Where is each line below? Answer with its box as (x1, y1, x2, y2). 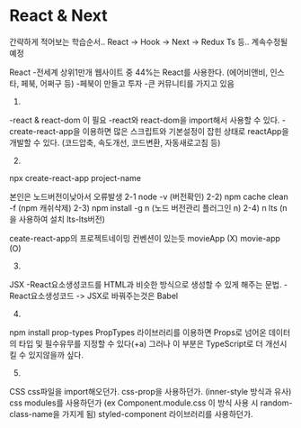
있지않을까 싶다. (28, 349, 84, 360)
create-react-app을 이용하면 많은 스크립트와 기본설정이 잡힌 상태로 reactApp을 (9, 125, 289, 136)
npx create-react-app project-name (9, 172, 142, 183)
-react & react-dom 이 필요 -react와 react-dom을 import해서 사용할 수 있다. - (9, 114, 286, 125)
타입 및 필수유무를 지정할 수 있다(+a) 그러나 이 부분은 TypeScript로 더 (18, 338, 263, 349)
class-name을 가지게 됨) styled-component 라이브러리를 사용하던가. (9, 408, 253, 419)
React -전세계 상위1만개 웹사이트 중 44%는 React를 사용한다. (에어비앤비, (9, 67, 268, 77)
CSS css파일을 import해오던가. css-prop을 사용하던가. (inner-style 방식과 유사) (9, 386, 292, 396)
